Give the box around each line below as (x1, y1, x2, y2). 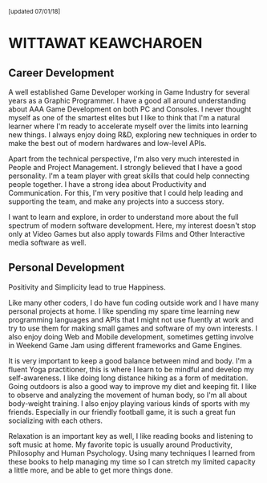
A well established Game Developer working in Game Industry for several (8, 87, 250, 96)
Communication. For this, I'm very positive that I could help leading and (8, 189, 244, 197)
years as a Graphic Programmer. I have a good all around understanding (8, 96, 246, 105)
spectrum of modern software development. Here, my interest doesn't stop (8, 221, 257, 230)
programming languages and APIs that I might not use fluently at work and (8, 315, 254, 324)
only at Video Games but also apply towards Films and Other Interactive (8, 229, 245, 238)
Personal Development (8, 261, 125, 274)
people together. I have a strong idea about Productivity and (8, 180, 207, 189)
